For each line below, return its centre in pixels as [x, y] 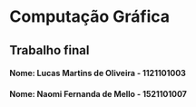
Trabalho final [49, 50]
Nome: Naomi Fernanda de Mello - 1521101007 [98, 93]
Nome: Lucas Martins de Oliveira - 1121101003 [98, 73]
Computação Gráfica [90, 17]
